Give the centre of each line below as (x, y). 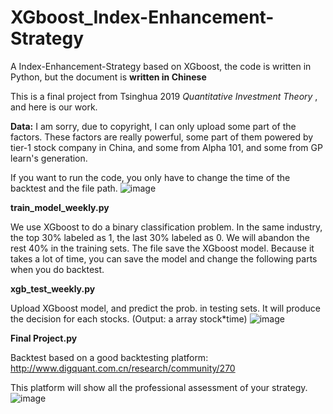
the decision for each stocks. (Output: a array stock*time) (129, 318)
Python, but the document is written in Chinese (108, 77)
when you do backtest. (57, 269)
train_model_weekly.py (60, 207)
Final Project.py (44, 338)
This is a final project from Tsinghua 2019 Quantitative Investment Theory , (164, 96)
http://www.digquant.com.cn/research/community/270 (123, 368)
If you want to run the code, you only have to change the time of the (150, 177)
